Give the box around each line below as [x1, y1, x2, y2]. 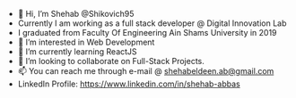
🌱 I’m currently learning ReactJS [17, 46, 137, 57]
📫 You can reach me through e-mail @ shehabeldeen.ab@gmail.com [17, 66, 274, 76]
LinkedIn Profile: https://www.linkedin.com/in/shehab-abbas [17, 78, 240, 89]
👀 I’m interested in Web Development [17, 37, 155, 47]
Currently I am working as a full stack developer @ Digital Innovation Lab [17, 18, 287, 29]
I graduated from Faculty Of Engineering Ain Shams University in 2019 [17, 28, 277, 37]
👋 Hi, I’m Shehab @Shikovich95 [17, 9, 135, 19]
